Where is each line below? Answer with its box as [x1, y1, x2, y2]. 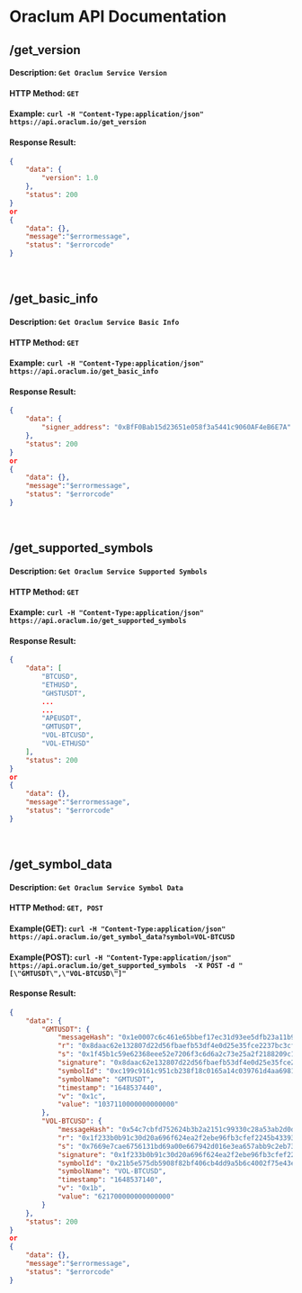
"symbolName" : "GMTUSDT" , [57, 1074, 155, 1084]
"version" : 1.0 [41, 174, 99, 183]
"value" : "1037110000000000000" [57, 1100, 179, 1109]
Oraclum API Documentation [9, 6, 227, 27]
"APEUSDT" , [41, 714, 83, 723]
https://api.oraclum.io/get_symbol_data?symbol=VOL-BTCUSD [9, 932, 235, 942]
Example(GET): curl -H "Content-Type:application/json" [9, 923, 226, 934]
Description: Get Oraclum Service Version [9, 68, 168, 78]
